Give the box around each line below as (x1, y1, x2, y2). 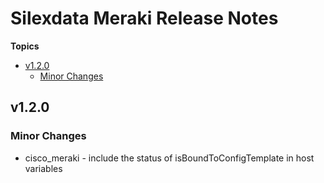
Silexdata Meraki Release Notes (10, 7, 279, 30)
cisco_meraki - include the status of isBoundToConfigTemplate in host (24, 152, 315, 164)
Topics (10, 40, 40, 52)
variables (24, 162, 63, 174)
